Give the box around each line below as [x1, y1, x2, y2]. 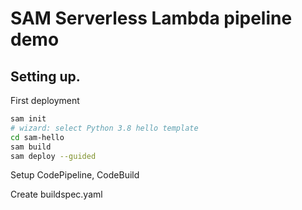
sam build [10, 142, 52, 152]
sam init [10, 114, 47, 124]
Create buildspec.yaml [10, 188, 103, 201]
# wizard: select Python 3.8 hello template [10, 123, 199, 133]
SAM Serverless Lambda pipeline [10, 7, 293, 30]
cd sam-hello [10, 132, 65, 142]
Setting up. [10, 68, 81, 85]
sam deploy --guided [10, 151, 97, 161]
